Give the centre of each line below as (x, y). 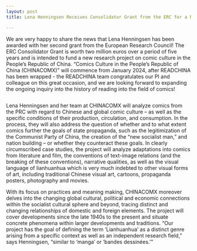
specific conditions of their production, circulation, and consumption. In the (97, 118)
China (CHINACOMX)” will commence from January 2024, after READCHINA (98, 70)
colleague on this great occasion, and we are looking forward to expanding (96, 82)
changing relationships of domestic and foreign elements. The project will (95, 210)
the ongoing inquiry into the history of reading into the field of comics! (91, 89)
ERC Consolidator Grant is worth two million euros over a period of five (91, 51)
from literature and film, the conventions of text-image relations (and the (93, 155)
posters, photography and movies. (47, 180)
